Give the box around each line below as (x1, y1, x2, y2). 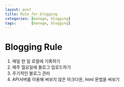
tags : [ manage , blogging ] (5, 20, 71, 26)
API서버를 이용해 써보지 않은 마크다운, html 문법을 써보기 (12, 76, 120, 83)
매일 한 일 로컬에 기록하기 (12, 58, 61, 64)
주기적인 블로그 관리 (12, 70, 50, 76)
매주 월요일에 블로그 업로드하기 (12, 64, 71, 70)
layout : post (5, 7, 32, 12)
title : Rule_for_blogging (5, 12, 57, 17)
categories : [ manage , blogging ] (5, 16, 71, 21)
